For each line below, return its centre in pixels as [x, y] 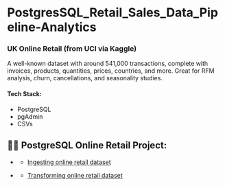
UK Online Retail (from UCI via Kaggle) [72, 49]
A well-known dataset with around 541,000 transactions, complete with [108, 64]
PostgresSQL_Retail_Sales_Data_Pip [113, 13]
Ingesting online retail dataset [69, 162]
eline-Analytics [52, 27]
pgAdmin [30, 116]
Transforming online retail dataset [75, 175]
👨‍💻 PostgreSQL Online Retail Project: [87, 146]
